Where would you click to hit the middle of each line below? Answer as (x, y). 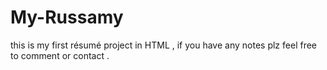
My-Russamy (67, 17)
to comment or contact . (60, 55)
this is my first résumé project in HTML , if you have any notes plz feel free (163, 45)
